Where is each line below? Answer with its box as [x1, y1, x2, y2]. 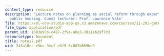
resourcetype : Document [5, 35, 54, 39]
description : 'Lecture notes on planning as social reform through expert [5, 12, 161, 17]
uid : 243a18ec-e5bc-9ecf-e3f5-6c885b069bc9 [5, 43, 95, 48]
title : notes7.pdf [5, 39, 42, 44]
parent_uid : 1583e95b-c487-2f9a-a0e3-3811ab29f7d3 [5, 30, 110, 35]
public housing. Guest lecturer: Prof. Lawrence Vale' [9, 16, 123, 21]
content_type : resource [5, 7, 54, 12]
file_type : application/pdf [5, 25, 62, 30]
